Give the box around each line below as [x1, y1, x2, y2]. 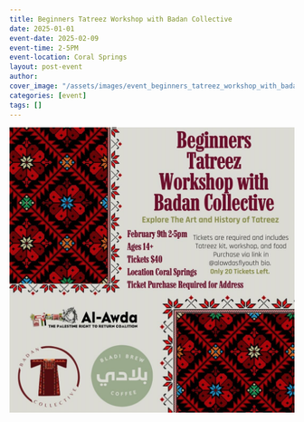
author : [9, 72, 39, 82]
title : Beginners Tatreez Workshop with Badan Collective [9, 14, 233, 24]
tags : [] [9, 101, 43, 110]
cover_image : [9, 82, 59, 91]
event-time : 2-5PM [9, 43, 79, 53]
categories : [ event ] [9, 91, 88, 100]
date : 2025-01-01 [9, 24, 75, 34]
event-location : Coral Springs [9, 53, 128, 62]
